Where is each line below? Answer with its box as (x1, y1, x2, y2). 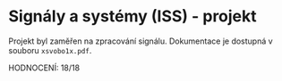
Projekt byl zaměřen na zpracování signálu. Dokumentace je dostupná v (8, 36, 274, 46)
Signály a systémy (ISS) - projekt (8, 6, 257, 27)
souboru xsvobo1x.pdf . (8, 45, 92, 55)
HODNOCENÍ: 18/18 (8, 62, 81, 73)
